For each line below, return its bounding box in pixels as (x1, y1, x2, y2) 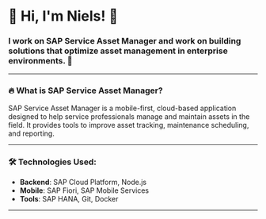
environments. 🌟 (8, 56, 73, 67)
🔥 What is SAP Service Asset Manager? (8, 85, 164, 96)
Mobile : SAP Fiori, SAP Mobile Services (19, 186, 149, 195)
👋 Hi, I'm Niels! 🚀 (8, 7, 119, 25)
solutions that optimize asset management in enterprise (8, 45, 228, 56)
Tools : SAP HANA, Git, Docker (19, 194, 119, 204)
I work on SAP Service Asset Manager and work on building (8, 36, 241, 47)
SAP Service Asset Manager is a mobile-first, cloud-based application (8, 103, 237, 113)
